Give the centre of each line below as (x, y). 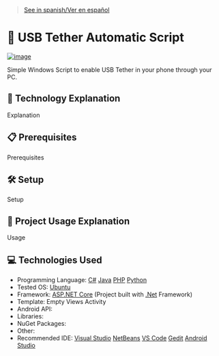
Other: (26, 331)
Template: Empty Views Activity (61, 302)
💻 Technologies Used (55, 260)
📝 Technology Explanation (64, 99)
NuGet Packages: (42, 323)
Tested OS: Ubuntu (44, 287)
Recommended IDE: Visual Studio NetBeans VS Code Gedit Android (112, 338)
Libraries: (30, 316)
